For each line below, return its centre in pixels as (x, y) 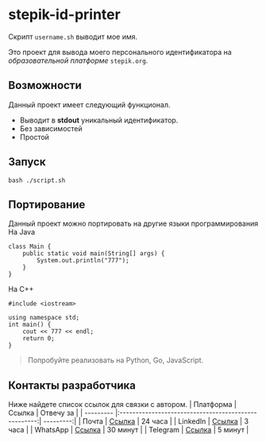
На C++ (21, 289)
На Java (22, 232)
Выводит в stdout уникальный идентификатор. (99, 120)
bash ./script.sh (37, 180)
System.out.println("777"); (83, 261)
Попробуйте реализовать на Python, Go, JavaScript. (116, 360)
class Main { (30, 247)
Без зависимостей (51, 128)
